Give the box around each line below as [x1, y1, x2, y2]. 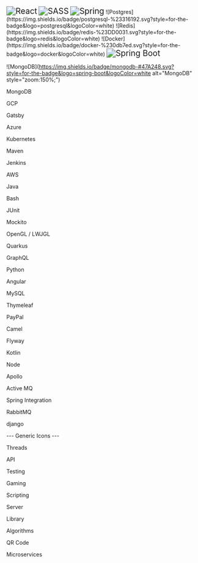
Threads [6, 444, 28, 451]
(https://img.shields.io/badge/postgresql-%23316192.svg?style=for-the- [6, 15, 189, 23]
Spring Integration [6, 396, 52, 404]
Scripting [6, 491, 29, 499]
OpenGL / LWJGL [6, 230, 51, 238]
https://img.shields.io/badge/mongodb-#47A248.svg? [38, 63, 175, 70]
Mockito [6, 219, 27, 225]
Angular [6, 278, 26, 285]
